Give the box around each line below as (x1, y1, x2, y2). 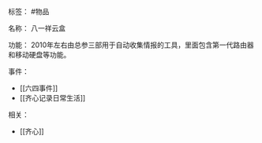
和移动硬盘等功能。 (8, 50, 71, 59)
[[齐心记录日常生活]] (19, 93, 86, 102)
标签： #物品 (8, 7, 50, 16)
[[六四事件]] (19, 83, 58, 93)
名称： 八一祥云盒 (8, 24, 65, 33)
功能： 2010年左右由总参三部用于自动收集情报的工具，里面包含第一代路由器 (8, 40, 254, 49)
